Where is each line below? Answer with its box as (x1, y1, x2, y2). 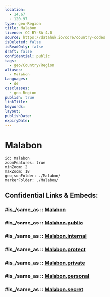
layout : (5, 109, 21, 114)
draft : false (5, 49, 32, 54)
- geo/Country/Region (9, 63, 55, 68)
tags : (5, 58, 16, 63)
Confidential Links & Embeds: (5, 191, 98, 199)
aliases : (5, 68, 23, 73)
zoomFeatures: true (5, 160, 46, 165)
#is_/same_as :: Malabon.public (5, 219, 83, 226)
